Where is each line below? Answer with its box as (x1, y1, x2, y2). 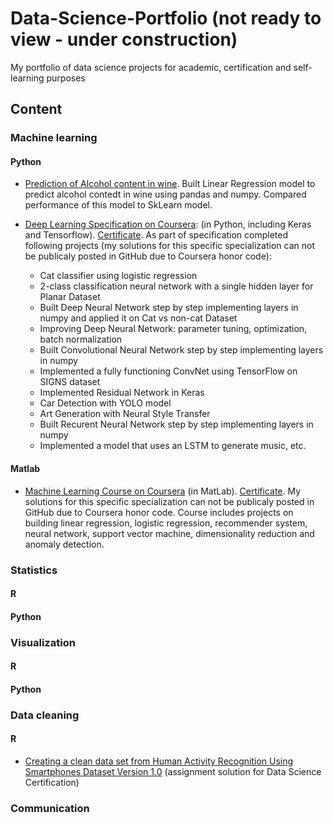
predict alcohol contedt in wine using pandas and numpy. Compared (24, 188, 307, 201)
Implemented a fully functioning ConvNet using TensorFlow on (39, 365, 298, 377)
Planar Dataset (39, 291, 101, 303)
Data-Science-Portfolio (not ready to (10, 7, 322, 30)
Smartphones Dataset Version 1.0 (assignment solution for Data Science (24, 766, 322, 777)
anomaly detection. (24, 538, 105, 550)
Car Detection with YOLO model (39, 397, 172, 409)
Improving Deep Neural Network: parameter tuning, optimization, (39, 323, 308, 335)
